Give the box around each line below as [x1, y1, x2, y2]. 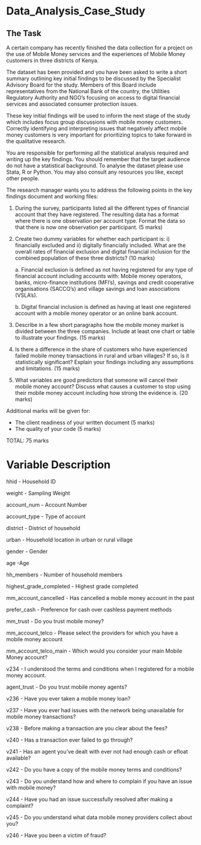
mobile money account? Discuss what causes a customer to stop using [14, 383, 191, 390]
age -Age [6, 559, 29, 566]
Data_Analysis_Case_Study [6, 4, 146, 18]
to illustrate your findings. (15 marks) [14, 334, 106, 341]
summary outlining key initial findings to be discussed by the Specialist [6, 75, 181, 82]
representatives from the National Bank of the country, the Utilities [6, 88, 170, 94]
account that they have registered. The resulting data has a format [14, 211, 179, 218]
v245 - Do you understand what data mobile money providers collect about [6, 813, 193, 821]
